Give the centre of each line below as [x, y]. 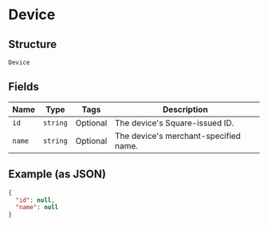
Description [185, 109]
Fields [24, 87]
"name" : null [37, 208]
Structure [33, 44]
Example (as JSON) [57, 174]
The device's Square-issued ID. [174, 123]
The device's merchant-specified [177, 136]
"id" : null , [35, 200]
